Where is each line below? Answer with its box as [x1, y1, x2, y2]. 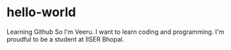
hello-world [6, 4, 77, 20]
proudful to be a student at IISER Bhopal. [6, 35, 125, 43]
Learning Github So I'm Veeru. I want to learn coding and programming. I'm [6, 27, 225, 36]
